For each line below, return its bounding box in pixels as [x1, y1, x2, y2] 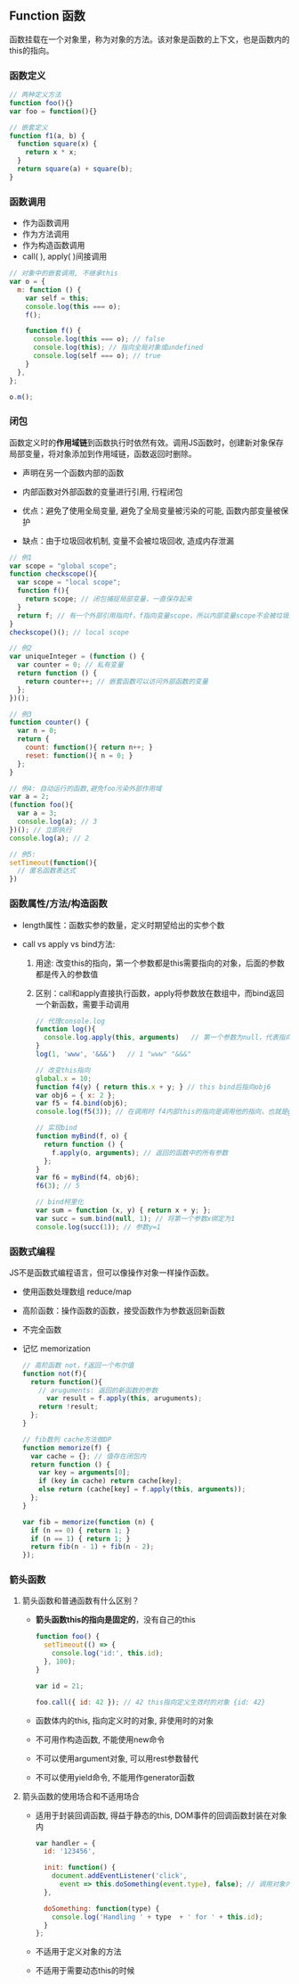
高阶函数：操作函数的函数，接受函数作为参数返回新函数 [21, 1305, 225, 1316]
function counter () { [9, 718, 90, 727]
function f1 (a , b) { [9, 131, 86, 140]
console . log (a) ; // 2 [9, 834, 90, 843]
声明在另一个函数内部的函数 [21, 467, 125, 477]
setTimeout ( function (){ [9, 858, 98, 867]
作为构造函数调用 [21, 240, 85, 251]
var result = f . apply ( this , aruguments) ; [45, 1394, 203, 1403]
